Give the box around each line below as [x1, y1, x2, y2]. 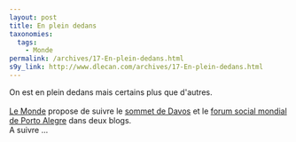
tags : [17, 37, 38, 47]
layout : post [9, 12, 58, 22]
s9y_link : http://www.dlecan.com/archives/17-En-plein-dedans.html [9, 63, 264, 72]
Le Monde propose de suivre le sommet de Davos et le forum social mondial [9, 106, 288, 116]
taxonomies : [9, 29, 53, 38]
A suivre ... [9, 124, 49, 135]
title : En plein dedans [9, 21, 97, 30]
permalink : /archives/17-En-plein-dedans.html [9, 54, 184, 63]
